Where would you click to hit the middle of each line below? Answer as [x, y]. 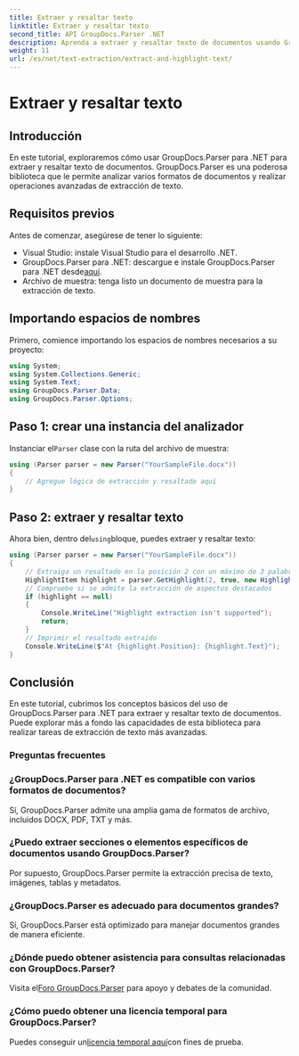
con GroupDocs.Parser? [62, 969]
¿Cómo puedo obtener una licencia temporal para [118, 1011]
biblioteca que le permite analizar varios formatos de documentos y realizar [148, 176]
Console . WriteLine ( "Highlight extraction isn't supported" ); [157, 613]
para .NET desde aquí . [62, 271]
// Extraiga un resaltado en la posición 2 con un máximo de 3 [145, 572]
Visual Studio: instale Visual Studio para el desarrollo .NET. [129, 252]
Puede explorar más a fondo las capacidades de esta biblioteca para [135, 722]
